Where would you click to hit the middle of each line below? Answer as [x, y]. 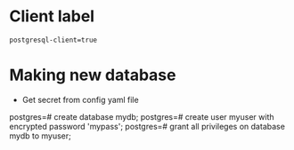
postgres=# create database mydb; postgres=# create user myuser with [142, 116]
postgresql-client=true [53, 40]
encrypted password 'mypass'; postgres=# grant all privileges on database [147, 126]
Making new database [93, 75]
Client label [52, 16]
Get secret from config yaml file [81, 99]
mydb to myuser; [40, 136]
